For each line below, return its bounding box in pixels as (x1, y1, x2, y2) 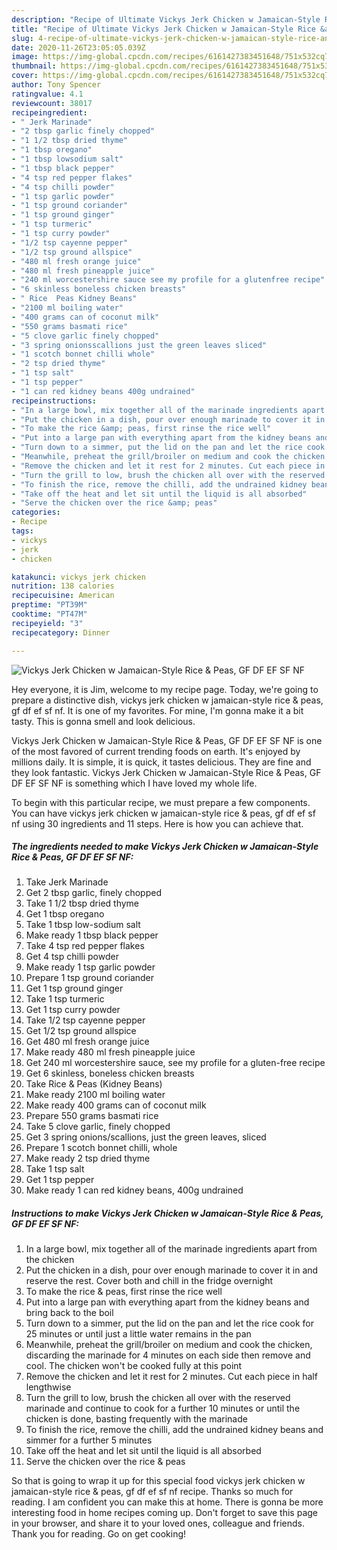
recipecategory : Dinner (11, 627, 111, 638)
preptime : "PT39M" (11, 600, 88, 610)
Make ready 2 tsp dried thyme (25, 1152, 151, 1165)
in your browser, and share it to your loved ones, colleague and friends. (11, 1517, 305, 1530)
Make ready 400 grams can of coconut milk (25, 1099, 207, 1111)
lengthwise (25, 1381, 72, 1393)
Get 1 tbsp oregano (25, 908, 105, 920)
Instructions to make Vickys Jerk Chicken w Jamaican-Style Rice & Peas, (11, 1207, 324, 1220)
